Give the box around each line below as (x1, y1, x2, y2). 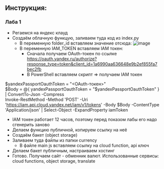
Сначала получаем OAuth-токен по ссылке (26, 50, 117, 56)
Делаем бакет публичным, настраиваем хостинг (12, 147, 115, 153)
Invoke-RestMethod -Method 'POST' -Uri (5, 97, 88, 102)
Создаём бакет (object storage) (12, 132, 78, 138)
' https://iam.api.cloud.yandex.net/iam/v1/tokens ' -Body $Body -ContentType (5, 101, 160, 107)
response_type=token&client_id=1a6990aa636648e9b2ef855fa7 (26, 61, 158, 67)
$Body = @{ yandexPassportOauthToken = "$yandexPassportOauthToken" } (5, 86, 160, 92)
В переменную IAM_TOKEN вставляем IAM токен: (19, 45, 123, 51)
